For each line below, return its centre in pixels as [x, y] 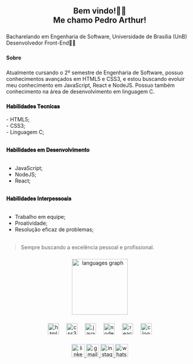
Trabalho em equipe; [40, 217]
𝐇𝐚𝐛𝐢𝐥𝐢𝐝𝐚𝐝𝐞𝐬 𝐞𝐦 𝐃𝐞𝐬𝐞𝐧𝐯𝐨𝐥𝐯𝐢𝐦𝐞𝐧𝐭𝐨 [48, 150]
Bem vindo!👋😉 [100, 11]
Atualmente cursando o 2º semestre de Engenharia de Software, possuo [95, 73]
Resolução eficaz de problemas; [54, 230]
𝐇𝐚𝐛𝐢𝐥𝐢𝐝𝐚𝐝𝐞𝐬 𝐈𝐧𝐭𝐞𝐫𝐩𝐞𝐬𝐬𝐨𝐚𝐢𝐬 [39, 199]
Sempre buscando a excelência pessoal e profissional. [87, 247]
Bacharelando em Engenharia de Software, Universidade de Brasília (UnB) [96, 37]
